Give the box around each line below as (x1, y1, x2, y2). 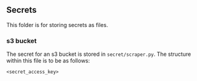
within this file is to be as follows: (6, 57, 90, 64)
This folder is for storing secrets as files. (6, 21, 109, 28)
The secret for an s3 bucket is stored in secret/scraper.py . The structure (6, 50, 191, 58)
